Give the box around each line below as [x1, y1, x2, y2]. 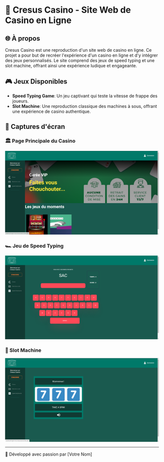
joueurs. [12, 98, 29, 104]
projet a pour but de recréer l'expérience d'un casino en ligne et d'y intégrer [5, 52, 158, 58]
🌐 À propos [5, 34, 41, 42]
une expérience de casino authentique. [12, 108, 91, 114]
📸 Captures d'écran [5, 123, 65, 131]
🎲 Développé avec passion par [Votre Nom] [5, 451, 92, 457]
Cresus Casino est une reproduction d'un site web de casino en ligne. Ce [5, 47, 152, 53]
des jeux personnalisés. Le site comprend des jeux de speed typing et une [5, 58, 155, 63]
